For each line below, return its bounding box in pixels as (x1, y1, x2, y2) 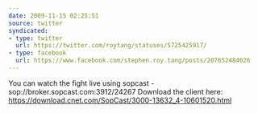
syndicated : (8, 26, 48, 34)
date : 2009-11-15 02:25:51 (8, 11, 99, 20)
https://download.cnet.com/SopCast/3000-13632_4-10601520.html (8, 95, 232, 105)
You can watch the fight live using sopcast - (8, 78, 155, 88)
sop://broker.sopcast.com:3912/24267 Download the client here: (8, 87, 223, 96)
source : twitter (8, 19, 63, 27)
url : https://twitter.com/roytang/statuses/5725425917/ (15, 42, 207, 50)
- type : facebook (8, 49, 67, 57)
